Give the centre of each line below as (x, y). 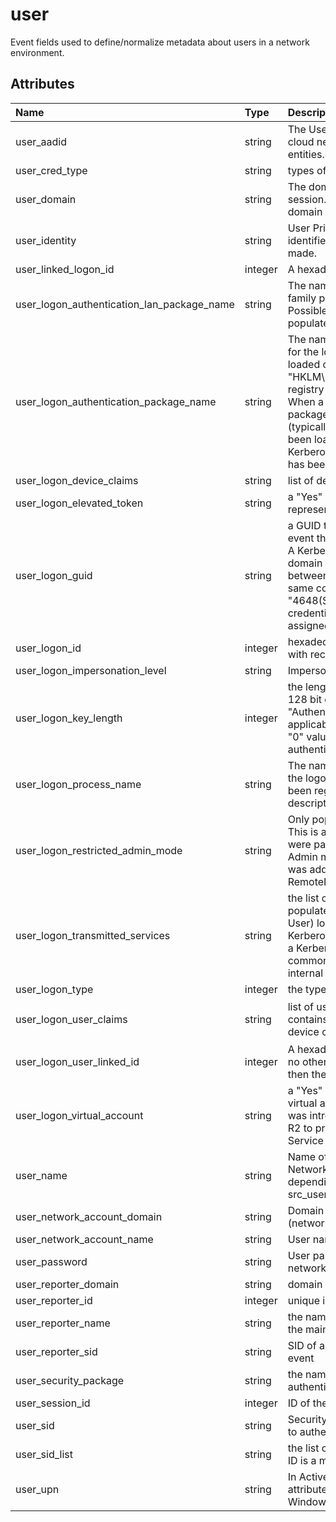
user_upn (37, 1489)
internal (305, 973)
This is (303, 831)
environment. (37, 52)
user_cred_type (51, 170)
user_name (41, 1175)
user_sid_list (44, 1454)
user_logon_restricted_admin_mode (99, 850)
